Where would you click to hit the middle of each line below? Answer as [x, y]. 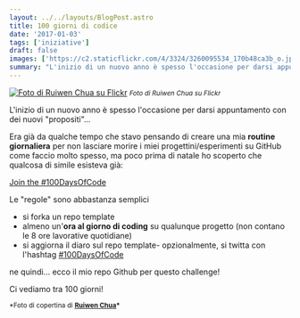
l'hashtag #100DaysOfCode [73, 254]
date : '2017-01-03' [46, 34]
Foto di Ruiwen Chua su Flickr [175, 93]
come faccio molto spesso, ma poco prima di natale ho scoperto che [136, 155]
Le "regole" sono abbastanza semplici [79, 199]
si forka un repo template [68, 216]
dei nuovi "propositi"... [50, 119]
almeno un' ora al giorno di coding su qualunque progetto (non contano [154, 226]
